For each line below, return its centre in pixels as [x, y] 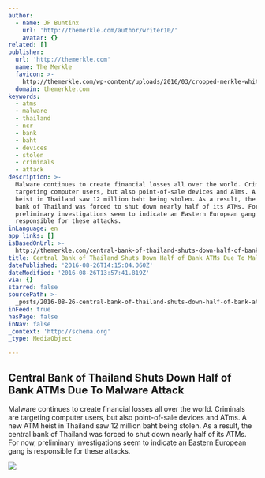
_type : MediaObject [40, 339]
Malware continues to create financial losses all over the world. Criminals [127, 408]
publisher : [26, 52]
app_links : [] [32, 236]
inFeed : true [30, 309]
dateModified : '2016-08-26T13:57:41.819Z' [79, 273]
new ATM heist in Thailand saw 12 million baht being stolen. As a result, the [130, 425]
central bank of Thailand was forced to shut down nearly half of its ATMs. [127, 434]
